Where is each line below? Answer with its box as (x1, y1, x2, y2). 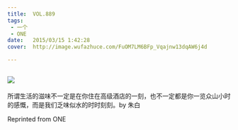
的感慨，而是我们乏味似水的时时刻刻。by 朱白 (7, 100, 141, 109)
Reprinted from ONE (7, 114, 67, 123)
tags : (7, 17, 23, 24)
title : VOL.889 (7, 10, 55, 18)
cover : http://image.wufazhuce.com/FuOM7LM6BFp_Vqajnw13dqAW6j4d (7, 43, 208, 50)
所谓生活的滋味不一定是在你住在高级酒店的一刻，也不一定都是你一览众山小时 (7, 92, 231, 100)
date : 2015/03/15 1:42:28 (7, 37, 91, 44)
